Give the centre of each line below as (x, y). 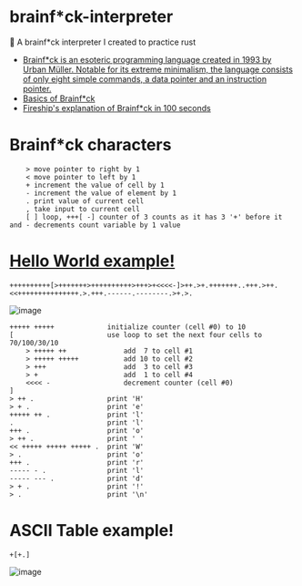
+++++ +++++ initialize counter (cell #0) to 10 (128, 327)
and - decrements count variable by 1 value (95, 225)
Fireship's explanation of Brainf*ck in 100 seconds (116, 108)
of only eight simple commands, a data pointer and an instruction (144, 78)
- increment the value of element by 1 (101, 193)
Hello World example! (92, 261)
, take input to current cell (83, 209)
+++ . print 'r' (77, 462)
